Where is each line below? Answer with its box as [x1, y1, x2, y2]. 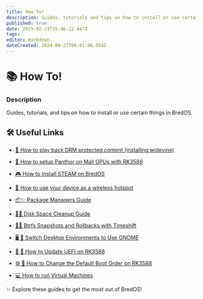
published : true [6, 20, 47, 26]
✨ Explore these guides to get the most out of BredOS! [6, 286, 142, 293]
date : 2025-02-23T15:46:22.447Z [6, 25, 88, 32]
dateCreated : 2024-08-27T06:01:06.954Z [6, 43, 107, 49]
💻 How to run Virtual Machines [14, 272, 94, 279]
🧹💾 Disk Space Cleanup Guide [14, 210, 91, 217]
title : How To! [6, 8, 45, 15]
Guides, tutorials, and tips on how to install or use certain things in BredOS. [6, 109, 193, 117]
